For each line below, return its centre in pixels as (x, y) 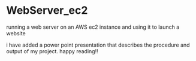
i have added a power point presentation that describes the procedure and (98, 45)
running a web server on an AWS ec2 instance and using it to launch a (93, 27)
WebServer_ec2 (47, 10)
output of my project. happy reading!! (52, 51)
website (16, 33)
